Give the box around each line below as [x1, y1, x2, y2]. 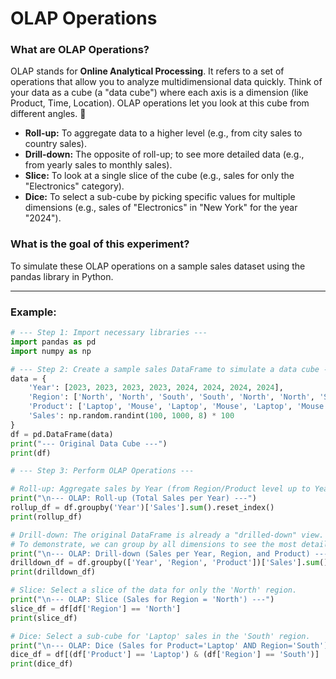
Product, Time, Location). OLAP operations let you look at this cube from [10, 97, 310, 109]
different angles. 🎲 [10, 108, 87, 120]
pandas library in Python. [10, 270, 114, 282]
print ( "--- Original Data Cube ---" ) [10, 438, 168, 449]
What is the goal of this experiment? [10, 237, 190, 251]
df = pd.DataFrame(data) [10, 429, 114, 439]
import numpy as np [10, 346, 92, 356]
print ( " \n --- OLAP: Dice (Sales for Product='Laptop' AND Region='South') [10, 640, 329, 651]
